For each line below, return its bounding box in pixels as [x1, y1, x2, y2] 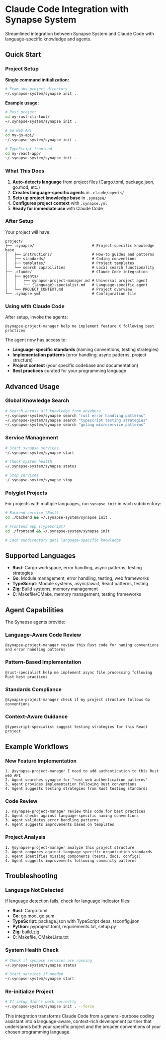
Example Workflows [5, 742, 69, 751]
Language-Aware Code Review [5, 632, 82, 639]
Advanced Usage [5, 382, 60, 390]
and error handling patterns [5, 647, 66, 652]
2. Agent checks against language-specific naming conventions [5, 813, 139, 818]
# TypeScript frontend [5, 146, 52, 151]
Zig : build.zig [12, 929, 40, 935]
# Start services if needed [5, 972, 64, 977]
